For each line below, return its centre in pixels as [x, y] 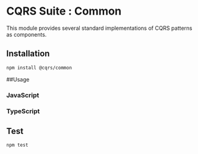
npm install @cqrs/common [39, 68]
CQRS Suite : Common [64, 11]
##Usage [18, 79]
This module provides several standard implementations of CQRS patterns [99, 28]
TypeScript [23, 111]
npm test [17, 145]
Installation [28, 54]
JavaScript [23, 95]
